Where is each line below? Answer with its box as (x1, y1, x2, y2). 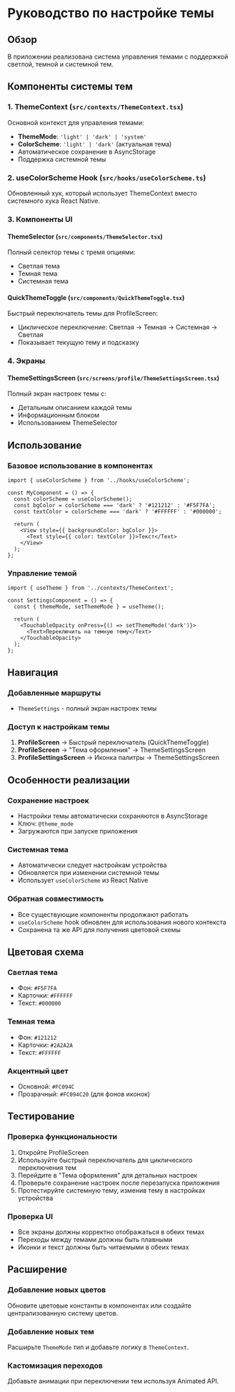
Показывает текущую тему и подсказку (17, 338, 139, 347)
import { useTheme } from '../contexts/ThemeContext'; (7, 584, 174, 592)
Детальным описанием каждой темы (17, 404, 132, 412)
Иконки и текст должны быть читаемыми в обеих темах (17, 1243, 189, 1251)
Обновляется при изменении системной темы (17, 868, 159, 877)
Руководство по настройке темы (7, 5, 214, 21)
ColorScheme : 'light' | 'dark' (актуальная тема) (17, 139, 172, 148)
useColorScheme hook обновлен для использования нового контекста (17, 918, 226, 926)
